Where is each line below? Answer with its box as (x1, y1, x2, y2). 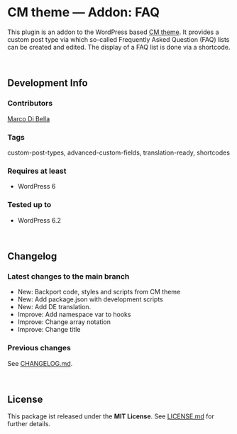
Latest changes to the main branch (7, 271, 130, 281)
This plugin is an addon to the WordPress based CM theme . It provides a (7, 28, 219, 36)
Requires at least (7, 166, 67, 176)
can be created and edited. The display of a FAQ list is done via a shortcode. (7, 43, 231, 51)
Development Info (7, 77, 88, 89)
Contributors (7, 99, 53, 108)
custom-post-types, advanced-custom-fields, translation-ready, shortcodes (7, 148, 231, 157)
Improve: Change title (17, 325, 81, 334)
